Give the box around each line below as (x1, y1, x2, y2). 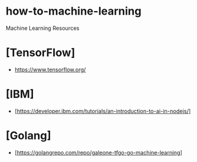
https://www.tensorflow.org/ (14, 66, 86, 73)
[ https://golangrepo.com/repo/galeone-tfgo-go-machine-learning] (14, 149, 183, 156)
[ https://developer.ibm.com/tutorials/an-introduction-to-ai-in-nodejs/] (14, 107, 191, 114)
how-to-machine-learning (6, 4, 142, 18)
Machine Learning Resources (6, 24, 80, 32)
